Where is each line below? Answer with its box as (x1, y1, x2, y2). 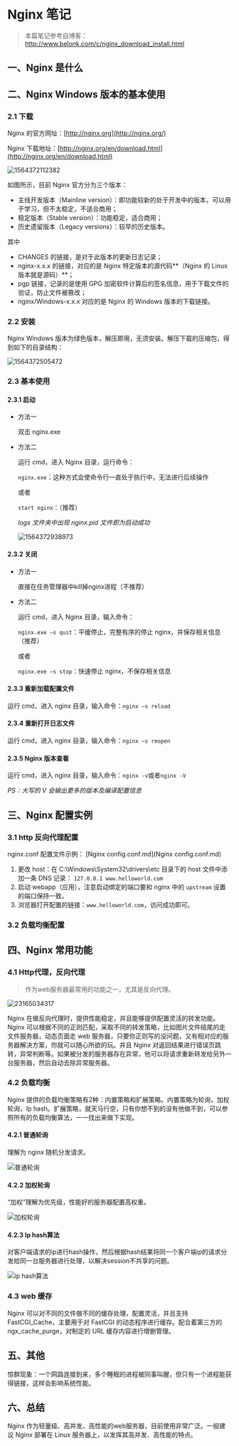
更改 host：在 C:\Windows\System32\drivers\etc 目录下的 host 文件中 (17, 864, 222, 873)
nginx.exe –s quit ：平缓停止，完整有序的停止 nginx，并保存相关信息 (17, 627, 221, 636)
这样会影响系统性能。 (31, 1378, 95, 1387)
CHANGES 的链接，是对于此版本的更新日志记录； (17, 253, 163, 261)
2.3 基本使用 (7, 377, 51, 387)
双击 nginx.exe (17, 428, 61, 436)
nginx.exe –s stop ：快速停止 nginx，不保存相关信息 (17, 666, 171, 675)
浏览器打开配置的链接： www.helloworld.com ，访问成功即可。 (17, 900, 194, 908)
